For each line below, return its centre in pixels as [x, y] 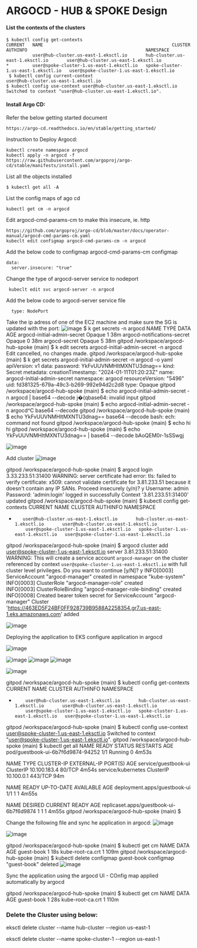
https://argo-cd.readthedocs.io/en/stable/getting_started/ [81, 128]
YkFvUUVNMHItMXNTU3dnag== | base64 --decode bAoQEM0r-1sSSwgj [95, 435]
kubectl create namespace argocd [47, 150]
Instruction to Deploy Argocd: [42, 139]
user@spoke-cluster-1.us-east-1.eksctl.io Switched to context [81, 733]
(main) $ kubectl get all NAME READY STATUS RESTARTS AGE [98, 746]
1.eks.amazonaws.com [34, 614]
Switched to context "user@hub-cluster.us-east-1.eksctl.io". [84, 92]
